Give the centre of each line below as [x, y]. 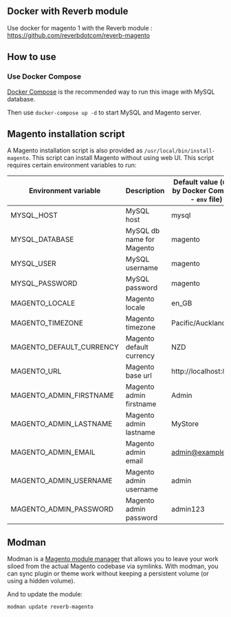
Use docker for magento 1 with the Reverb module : [80, 28]
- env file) [206, 199]
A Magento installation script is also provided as [75, 150]
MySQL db [143, 231]
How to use [32, 57]
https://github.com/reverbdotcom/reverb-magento [78, 35]
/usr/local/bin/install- [179, 151]
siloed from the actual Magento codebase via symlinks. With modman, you [113, 566]
